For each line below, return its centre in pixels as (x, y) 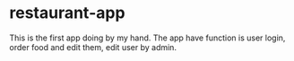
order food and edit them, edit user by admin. (93, 47)
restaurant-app (67, 13)
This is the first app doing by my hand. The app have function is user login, (147, 38)
